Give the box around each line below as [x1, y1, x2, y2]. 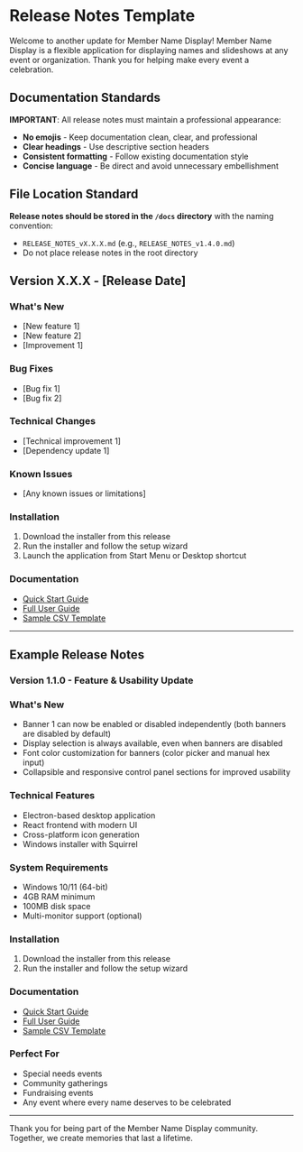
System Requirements [9, 861, 109, 873]
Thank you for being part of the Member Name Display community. [9, 1122, 259, 1133]
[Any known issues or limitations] [22, 488, 146, 499]
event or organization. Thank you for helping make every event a [9, 54, 250, 65]
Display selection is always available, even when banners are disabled [22, 738, 283, 749]
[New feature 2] [22, 330, 82, 341]
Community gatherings [22, 1077, 108, 1088]
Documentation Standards [9, 90, 161, 106]
